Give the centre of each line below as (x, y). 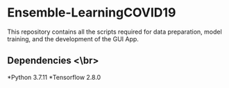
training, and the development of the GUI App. (73, 38)
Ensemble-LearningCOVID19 (92, 13)
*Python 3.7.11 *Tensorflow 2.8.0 (54, 77)
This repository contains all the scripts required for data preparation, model (114, 32)
